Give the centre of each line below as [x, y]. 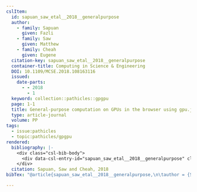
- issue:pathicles [34, 131]
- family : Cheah [37, 50]
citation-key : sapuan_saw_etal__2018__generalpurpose [78, 60]
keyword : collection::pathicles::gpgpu [60, 98]
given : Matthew [40, 44]
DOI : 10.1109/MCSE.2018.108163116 [53, 71]
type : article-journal [39, 115]
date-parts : [31, 83]
